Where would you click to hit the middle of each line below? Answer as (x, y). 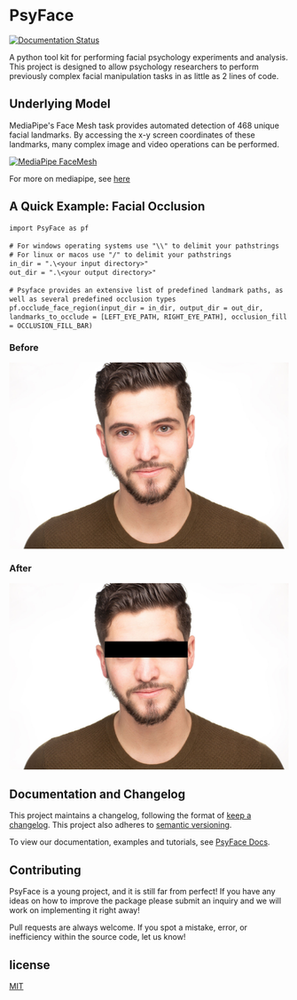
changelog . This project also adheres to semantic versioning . (121, 825)
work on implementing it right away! (74, 910)
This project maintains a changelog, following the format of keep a (130, 815)
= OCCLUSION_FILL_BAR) (51, 326)
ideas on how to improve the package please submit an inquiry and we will (145, 901)
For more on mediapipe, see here (70, 178)
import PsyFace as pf (49, 228)
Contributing (45, 870)
